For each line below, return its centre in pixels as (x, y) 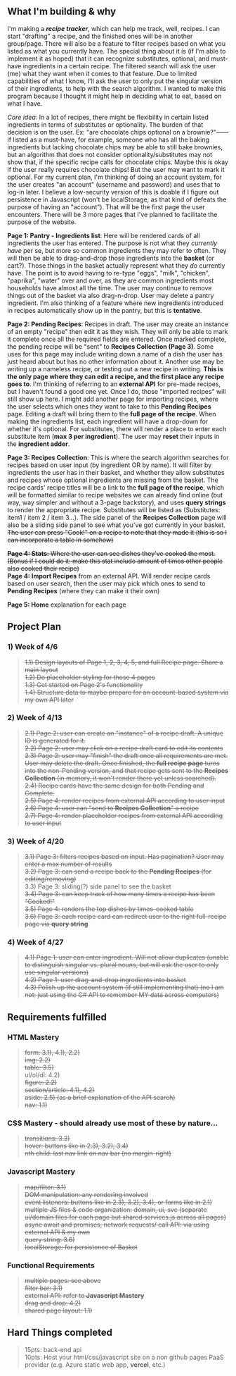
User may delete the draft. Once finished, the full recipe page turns (122, 763)
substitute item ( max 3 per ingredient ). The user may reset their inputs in (113, 436)
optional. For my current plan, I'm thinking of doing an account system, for (115, 177)
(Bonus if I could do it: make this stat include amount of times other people (115, 561)
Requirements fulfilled (57, 1017)
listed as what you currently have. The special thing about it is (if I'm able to (117, 51)
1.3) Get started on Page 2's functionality (84, 684)
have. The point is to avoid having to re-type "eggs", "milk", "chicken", (109, 273)
